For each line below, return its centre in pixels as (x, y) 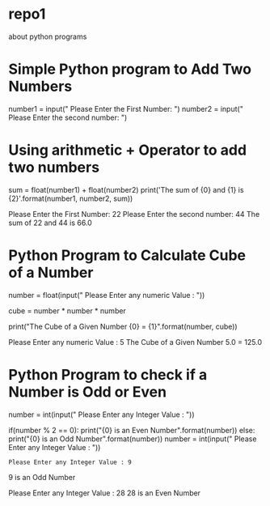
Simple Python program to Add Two (130, 69)
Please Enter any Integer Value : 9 (70, 462)
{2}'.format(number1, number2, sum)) (71, 198)
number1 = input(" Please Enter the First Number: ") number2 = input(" (126, 108)
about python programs (48, 36)
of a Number (51, 273)
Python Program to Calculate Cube (127, 255)
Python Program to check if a (108, 374)
